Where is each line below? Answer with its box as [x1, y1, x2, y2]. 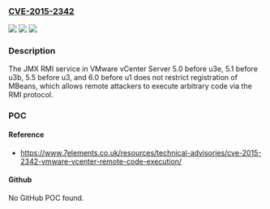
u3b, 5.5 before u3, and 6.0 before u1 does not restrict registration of [8, 72, 238, 82]
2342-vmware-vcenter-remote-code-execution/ [19, 156, 182, 166]
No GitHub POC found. [8, 193, 84, 203]
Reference [8, 130, 45, 139]
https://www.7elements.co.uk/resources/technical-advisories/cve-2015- [19, 147, 262, 157]
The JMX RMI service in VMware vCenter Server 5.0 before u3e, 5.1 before [8, 63, 258, 74]
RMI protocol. [8, 89, 54, 99]
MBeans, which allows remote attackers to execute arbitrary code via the [8, 81, 253, 91]
